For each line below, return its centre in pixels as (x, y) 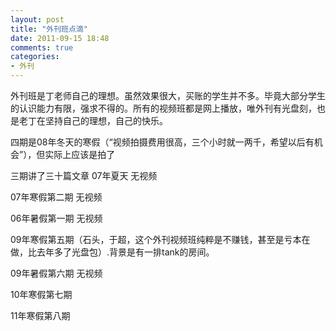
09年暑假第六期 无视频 (56, 273)
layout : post (37, 19)
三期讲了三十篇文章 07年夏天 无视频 (84, 175)
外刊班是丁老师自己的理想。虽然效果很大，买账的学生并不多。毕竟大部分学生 (168, 95)
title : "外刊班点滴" (49, 29)
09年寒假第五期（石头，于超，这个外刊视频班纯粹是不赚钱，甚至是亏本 (156, 239)
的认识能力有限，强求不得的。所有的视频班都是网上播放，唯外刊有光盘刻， (163, 108)
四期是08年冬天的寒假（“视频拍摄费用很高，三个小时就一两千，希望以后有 (162, 142)
